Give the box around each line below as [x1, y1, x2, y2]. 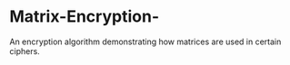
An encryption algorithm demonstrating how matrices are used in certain [9, 36, 282, 47]
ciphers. [9, 45, 41, 56]
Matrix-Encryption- [9, 6, 160, 27]
